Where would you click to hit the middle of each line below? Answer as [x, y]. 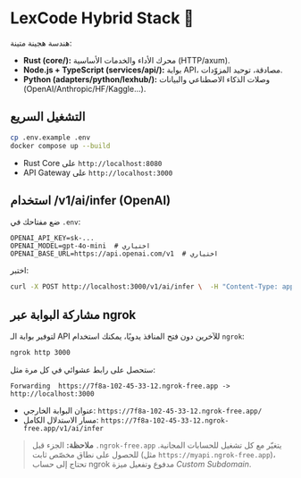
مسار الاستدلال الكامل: [61, 420]
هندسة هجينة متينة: [41, 43]
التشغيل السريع [48, 117]
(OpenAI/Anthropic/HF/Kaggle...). [84, 88]
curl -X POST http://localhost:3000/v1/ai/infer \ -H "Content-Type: [144, 287]
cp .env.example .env [50, 138]
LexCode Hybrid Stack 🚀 [102, 18]
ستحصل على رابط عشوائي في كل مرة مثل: [83, 369]
